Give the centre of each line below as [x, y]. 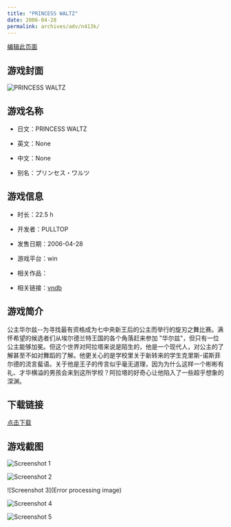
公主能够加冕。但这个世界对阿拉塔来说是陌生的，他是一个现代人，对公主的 [112, 347]
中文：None [34, 158]
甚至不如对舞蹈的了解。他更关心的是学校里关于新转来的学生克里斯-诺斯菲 [117, 355]
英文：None [34, 143]
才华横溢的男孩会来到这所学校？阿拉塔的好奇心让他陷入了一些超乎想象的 [121, 372]
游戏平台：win [37, 258]
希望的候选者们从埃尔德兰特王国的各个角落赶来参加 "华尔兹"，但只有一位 [116, 338]
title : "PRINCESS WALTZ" [43, 13]
